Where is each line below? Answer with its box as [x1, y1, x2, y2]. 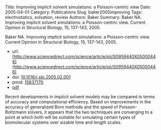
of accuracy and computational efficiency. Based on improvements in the [5, 99, 151, 104]
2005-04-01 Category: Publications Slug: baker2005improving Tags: [5, 9, 142, 15]
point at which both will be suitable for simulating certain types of [5, 115, 136, 120]
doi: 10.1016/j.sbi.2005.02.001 [12, 74, 71, 80]
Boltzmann [5, 109, 27, 115]
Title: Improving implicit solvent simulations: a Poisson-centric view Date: [5, 4, 151, 10]
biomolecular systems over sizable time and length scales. [5, 119, 122, 125]
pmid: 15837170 [12, 79, 44, 85]
